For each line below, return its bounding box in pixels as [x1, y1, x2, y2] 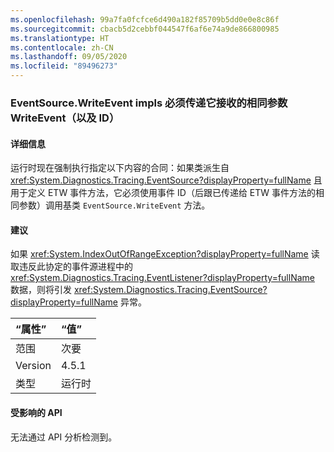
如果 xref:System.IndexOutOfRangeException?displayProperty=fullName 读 [10, 248, 320, 260]
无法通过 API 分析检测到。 [10, 431, 118, 443]
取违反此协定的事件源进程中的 [10, 261, 133, 273]
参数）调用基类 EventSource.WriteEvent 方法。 [18, 199, 211, 211]
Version [15, 359, 52, 373]
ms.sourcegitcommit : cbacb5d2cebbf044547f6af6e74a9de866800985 [10, 24, 280, 34]
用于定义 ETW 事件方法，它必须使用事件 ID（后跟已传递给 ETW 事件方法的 [10, 187, 317, 199]
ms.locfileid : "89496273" [10, 61, 118, 71]
